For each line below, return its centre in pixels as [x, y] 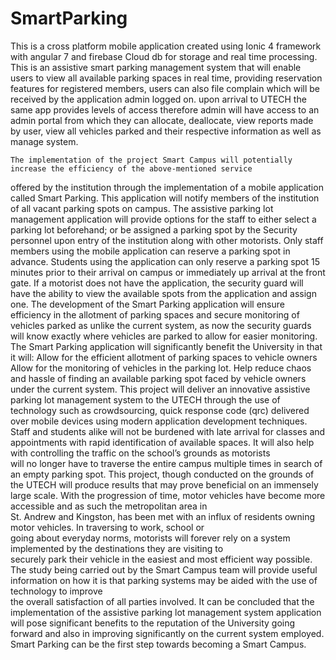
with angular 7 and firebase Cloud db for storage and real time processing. [164, 56]
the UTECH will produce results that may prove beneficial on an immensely [164, 484]
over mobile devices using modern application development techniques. [159, 421]
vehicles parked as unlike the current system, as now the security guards [161, 325]
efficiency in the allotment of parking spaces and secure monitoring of [155, 314]
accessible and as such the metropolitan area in [109, 506]
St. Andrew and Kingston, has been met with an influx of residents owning [163, 516]
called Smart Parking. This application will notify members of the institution [165, 198]
